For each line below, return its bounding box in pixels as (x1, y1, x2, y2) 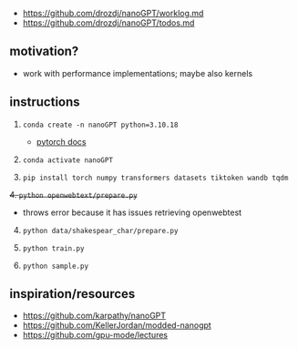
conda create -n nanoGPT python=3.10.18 (22, 120, 179, 129)
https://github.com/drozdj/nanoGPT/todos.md (22, 17, 195, 28)
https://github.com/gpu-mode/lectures (22, 330, 169, 341)
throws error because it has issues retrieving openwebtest (22, 207, 242, 218)
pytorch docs (36, 136, 87, 147)
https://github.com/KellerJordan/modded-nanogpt (22, 320, 211, 331)
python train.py (22, 243, 85, 253)
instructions (9, 95, 80, 110)
